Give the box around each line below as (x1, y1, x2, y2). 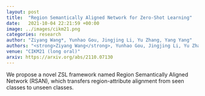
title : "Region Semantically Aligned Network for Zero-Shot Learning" (6, 15, 192, 21)
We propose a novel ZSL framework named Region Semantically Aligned (6, 70, 189, 78)
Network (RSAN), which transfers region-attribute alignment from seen (6, 77, 184, 84)
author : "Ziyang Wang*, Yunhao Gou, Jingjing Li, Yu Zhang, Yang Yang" (6, 37, 192, 43)
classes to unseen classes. (6, 83, 74, 91)
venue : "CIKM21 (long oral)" (6, 49, 81, 55)
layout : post (6, 9, 40, 15)
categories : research (6, 32, 62, 38)
